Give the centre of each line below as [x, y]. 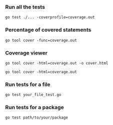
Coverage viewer [26, 52]
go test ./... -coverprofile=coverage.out [50, 17]
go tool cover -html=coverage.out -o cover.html [57, 63]
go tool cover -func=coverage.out [41, 40]
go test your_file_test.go [33, 95]
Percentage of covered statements [48, 30]
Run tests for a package [34, 107]
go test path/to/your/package [37, 118]
